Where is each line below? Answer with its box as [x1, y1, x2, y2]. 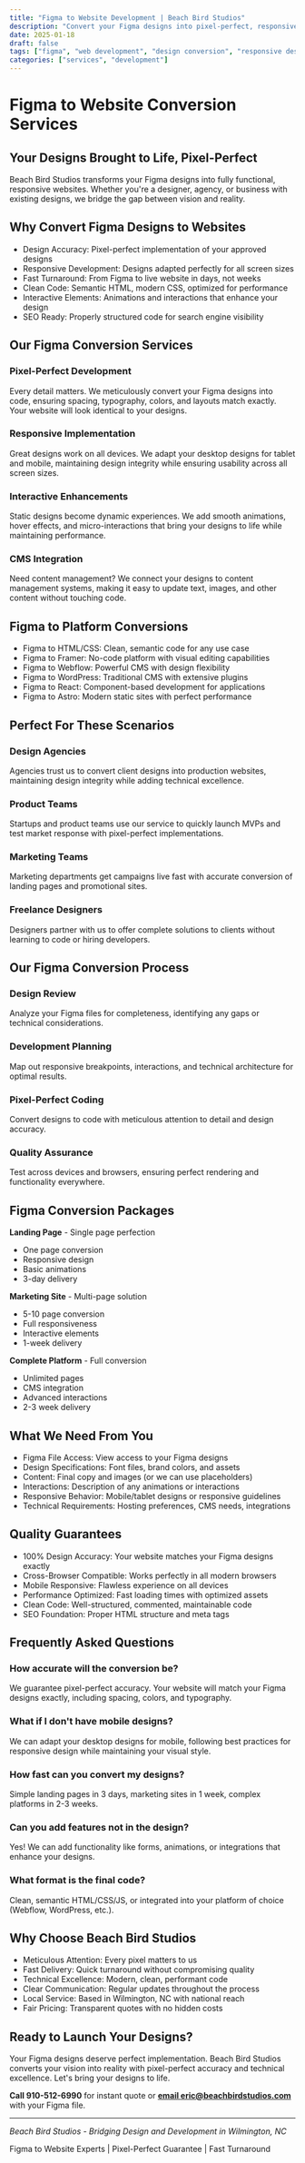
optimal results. [9, 1071, 67, 1081]
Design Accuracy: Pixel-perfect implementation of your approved [22, 243, 267, 254]
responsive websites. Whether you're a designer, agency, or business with [9, 183, 288, 194]
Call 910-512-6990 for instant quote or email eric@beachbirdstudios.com [9, 2090, 292, 2101]
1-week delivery [22, 1338, 83, 1348]
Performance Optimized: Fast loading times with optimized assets [22, 1589, 269, 1600]
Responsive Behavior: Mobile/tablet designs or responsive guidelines [22, 1490, 281, 1501]
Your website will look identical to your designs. [9, 405, 188, 416]
